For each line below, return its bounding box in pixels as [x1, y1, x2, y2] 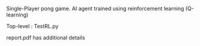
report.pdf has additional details [6, 34, 85, 41]
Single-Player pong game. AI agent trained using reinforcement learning [6, 5, 184, 12]
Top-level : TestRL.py [6, 23, 59, 29]
